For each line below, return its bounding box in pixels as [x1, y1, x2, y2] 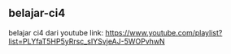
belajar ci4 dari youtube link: [8, 27, 104, 37]
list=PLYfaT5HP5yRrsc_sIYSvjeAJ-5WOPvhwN [8, 36, 165, 46]
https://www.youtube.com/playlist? [105, 27, 223, 37]
